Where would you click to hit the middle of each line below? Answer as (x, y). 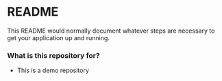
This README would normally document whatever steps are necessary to (111, 31)
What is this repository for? (54, 55)
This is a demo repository (53, 70)
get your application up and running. (58, 37)
